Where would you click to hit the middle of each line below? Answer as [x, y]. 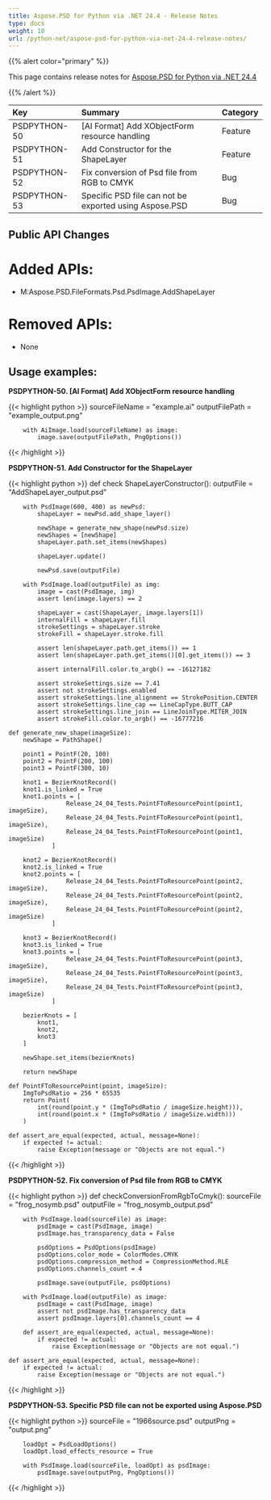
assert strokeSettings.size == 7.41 [99, 684]
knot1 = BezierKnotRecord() [70, 783]
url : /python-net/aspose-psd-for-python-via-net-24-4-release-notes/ [128, 38]
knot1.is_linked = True [63, 790]
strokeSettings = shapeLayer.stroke [99, 627]
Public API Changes [59, 235]
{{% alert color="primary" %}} [59, 61]
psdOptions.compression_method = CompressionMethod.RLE [133, 1262]
